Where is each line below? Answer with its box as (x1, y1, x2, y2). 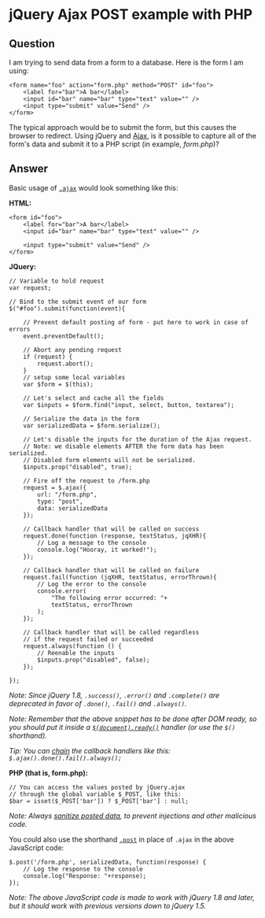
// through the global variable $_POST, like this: (9, 790, 182, 798)
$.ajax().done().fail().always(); (9, 754, 123, 762)
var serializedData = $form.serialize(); (23, 421, 160, 430)
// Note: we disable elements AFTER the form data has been (23, 442, 224, 450)
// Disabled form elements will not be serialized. (23, 456, 196, 464)
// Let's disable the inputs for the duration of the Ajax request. (23, 435, 252, 443)
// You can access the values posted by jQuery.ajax (9, 783, 186, 791)
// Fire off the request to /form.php (23, 476, 150, 485)
